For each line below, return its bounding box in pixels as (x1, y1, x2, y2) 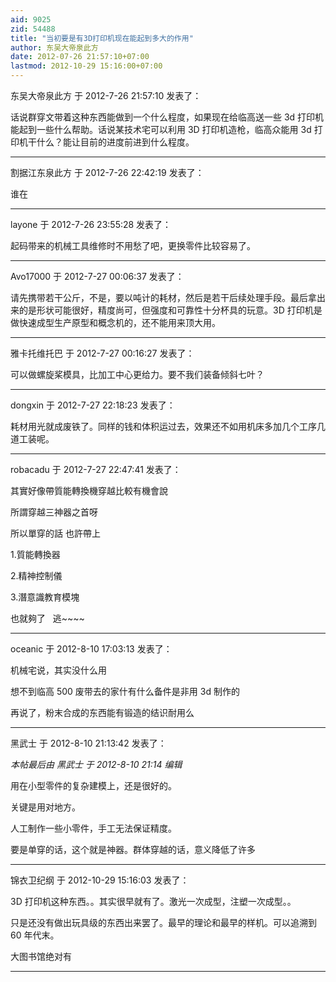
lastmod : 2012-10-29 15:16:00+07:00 (10, 61, 163, 71)
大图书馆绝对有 (10, 951, 72, 962)
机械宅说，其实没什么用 (10, 664, 107, 676)
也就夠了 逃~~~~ (10, 612, 85, 624)
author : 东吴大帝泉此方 (10, 42, 99, 53)
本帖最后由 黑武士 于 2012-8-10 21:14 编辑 (10, 759, 183, 770)
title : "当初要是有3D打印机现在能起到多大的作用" (10, 33, 194, 43)
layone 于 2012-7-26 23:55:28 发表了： (10, 219, 172, 230)
